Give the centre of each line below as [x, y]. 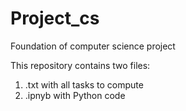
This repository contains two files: [80, 65]
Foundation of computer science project [93, 46]
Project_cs [55, 18]
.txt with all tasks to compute [84, 84]
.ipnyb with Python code [75, 95]
